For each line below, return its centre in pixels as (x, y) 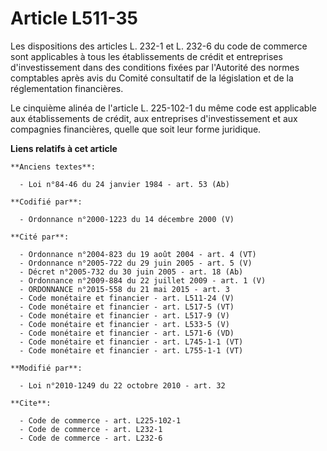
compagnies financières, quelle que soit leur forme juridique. (136, 129)
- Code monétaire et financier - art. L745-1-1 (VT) (131, 342)
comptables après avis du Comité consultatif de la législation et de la (152, 78)
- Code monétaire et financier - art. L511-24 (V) (127, 298)
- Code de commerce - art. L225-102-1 (100, 420)
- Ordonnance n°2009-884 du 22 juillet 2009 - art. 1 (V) (143, 280)
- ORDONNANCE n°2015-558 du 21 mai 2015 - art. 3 (124, 289)
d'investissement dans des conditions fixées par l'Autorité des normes (155, 67)
